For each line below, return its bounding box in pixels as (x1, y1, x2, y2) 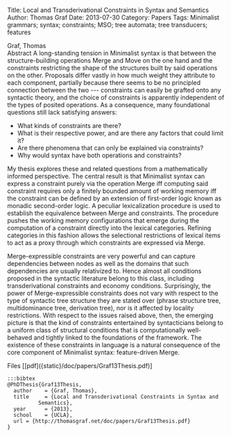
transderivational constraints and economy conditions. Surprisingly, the (7, 282, 212, 289)
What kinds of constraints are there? (17, 122, 121, 129)
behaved (7, 333, 33, 342)
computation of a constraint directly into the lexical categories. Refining (7, 224, 212, 232)
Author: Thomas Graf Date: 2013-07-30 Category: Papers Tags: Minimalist (7, 13, 220, 22)
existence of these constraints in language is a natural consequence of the (7, 341, 221, 349)
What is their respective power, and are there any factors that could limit (17, 129, 224, 137)
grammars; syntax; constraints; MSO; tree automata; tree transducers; (7, 21, 208, 29)
